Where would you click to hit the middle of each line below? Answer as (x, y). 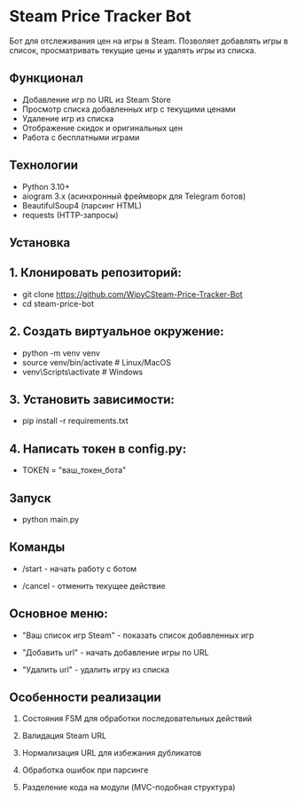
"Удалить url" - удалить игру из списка (96, 669)
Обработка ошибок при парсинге (85, 770)
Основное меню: (59, 614)
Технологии (43, 165)
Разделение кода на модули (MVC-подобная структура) (129, 788)
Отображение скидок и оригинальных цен (102, 128)
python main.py (51, 520)
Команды (37, 547)
